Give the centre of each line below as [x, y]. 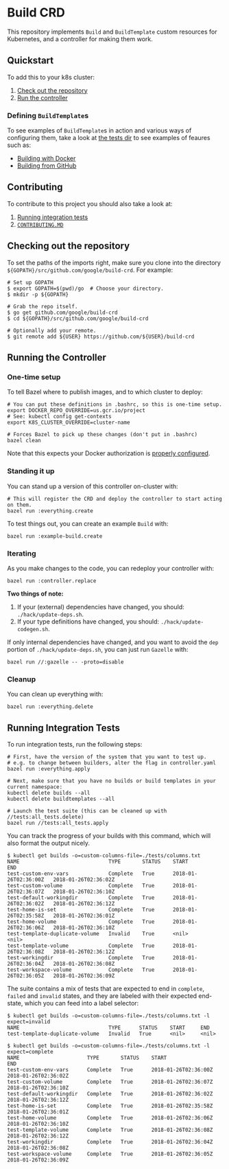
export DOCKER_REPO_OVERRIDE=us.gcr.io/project [76, 411]
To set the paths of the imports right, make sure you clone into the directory [114, 262]
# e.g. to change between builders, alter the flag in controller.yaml [111, 763]
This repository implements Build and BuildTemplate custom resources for [112, 32]
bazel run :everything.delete [50, 707]
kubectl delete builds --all [49, 793]
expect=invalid [29, 1022]
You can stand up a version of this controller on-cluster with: [93, 486]
